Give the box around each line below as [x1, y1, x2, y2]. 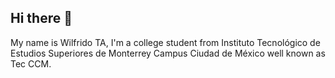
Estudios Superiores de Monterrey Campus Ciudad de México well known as [10, 47, 326, 59]
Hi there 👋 [10, 10, 73, 27]
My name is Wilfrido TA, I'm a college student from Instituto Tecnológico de [10, 36, 321, 48]
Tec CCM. [10, 57, 52, 70]
